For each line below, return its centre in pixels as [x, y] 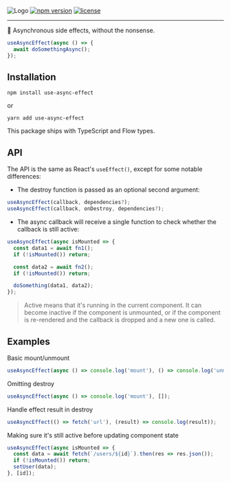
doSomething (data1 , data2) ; [54, 286]
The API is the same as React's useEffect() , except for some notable [105, 169]
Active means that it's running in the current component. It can [113, 305]
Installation [32, 77]
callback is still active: [48, 229]
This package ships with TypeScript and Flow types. [81, 131]
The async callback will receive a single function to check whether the [117, 222]
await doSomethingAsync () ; [52, 49]
